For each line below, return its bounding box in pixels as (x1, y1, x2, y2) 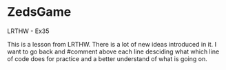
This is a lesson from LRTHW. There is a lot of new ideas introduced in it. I (7, 40, 217, 48)
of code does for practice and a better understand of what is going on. (7, 54, 208, 62)
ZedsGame (7, 4, 72, 20)
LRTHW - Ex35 (7, 27, 50, 35)
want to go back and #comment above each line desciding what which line (7, 47, 220, 56)
